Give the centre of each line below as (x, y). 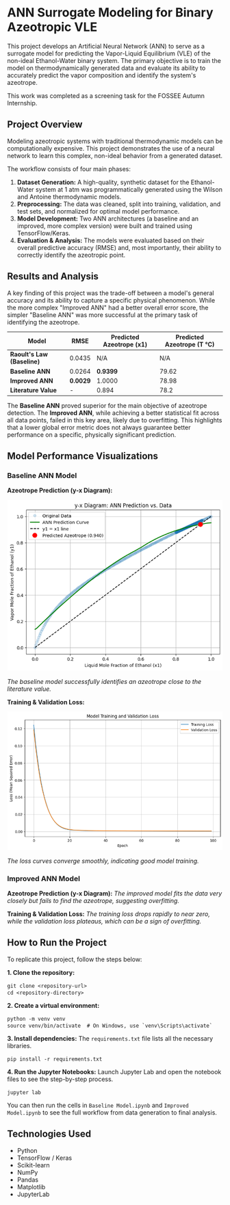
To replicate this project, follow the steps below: (75, 959)
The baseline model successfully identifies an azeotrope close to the (104, 682)
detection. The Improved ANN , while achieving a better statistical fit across (113, 413)
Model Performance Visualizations (83, 456)
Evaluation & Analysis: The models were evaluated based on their (111, 240)
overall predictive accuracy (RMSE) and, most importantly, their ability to (119, 247)
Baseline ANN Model (42, 475)
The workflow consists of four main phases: (69, 168)
